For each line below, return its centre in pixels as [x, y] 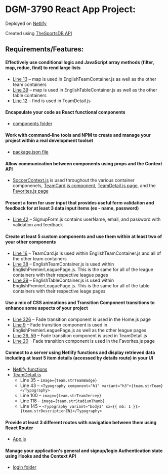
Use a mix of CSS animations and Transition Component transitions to [80, 303]
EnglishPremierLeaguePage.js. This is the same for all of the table [81, 285]
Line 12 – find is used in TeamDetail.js [52, 101]
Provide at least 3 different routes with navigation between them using [81, 422]
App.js [19, 439]
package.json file [31, 152]
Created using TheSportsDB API [39, 33]
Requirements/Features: [45, 49]
